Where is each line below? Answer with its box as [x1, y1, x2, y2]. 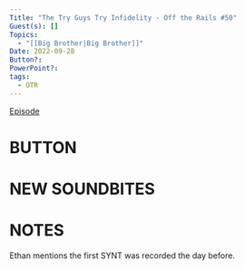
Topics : [9, 30, 39, 39]
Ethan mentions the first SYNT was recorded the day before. [9, 250, 236, 261]
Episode [9, 105, 40, 116]
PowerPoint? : [9, 64, 59, 73]
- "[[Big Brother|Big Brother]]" [17, 38, 144, 48]
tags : [9, 72, 30, 82]
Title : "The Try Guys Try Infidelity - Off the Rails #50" [9, 13, 238, 23]
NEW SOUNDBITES [9, 178, 156, 199]
